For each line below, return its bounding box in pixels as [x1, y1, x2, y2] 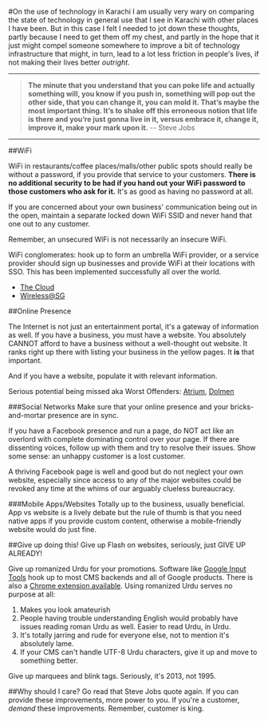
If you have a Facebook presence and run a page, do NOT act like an [8, 426, 235, 435]
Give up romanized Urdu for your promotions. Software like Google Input [8, 564, 246, 573]
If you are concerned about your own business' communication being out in [8, 203, 258, 211]
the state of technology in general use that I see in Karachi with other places [8, 15, 259, 25]
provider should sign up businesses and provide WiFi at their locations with [8, 258, 255, 268]
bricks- [230, 402, 254, 412]
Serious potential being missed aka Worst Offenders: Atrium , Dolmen [8, 387, 235, 396]
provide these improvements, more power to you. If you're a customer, [8, 695, 240, 704]
